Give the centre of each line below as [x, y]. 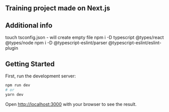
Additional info [29, 25]
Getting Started [30, 64]
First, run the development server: [41, 76]
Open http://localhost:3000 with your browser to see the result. [71, 104]
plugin [12, 48]
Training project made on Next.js [58, 8]
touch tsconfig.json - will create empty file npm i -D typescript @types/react [84, 38]
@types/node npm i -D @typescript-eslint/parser [56, 43]
